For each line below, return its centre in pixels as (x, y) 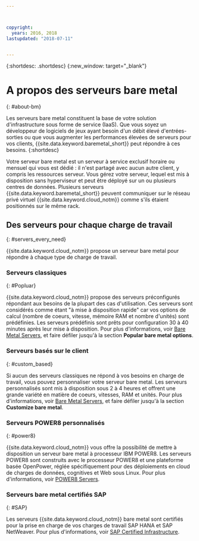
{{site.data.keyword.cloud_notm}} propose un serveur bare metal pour (93, 251)
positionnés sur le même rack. (43, 206)
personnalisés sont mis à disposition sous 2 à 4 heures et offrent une (91, 388)
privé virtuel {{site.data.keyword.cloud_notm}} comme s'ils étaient (87, 200)
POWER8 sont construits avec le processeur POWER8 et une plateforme (95, 460)
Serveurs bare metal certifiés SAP (56, 494)
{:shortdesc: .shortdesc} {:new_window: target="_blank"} (77, 66)
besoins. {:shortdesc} (33, 150)
